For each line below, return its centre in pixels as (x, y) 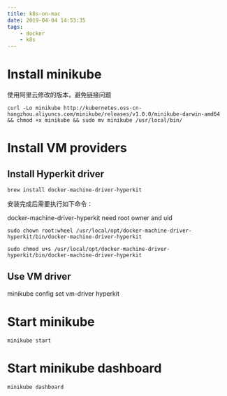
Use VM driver (39, 276)
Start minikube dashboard (85, 368)
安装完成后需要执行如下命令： (50, 204)
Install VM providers (67, 148)
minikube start (29, 341)
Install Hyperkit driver (56, 173)
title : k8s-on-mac (34, 14)
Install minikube (54, 75)
